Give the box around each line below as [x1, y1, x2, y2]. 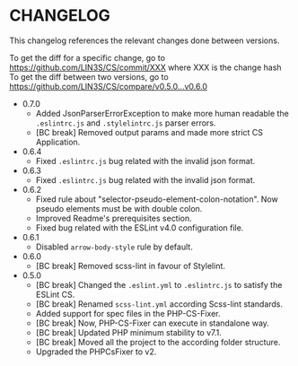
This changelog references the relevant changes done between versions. [9, 35, 280, 46]
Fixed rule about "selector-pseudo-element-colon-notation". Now [35, 194, 278, 205]
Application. [35, 136, 81, 147]
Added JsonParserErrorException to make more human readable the [35, 108, 289, 118]
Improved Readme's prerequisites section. [35, 213, 193, 223]
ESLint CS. [35, 289, 75, 300]
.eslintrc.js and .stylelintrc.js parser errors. [35, 118, 216, 128]
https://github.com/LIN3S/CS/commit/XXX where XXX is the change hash [9, 62, 282, 73]
